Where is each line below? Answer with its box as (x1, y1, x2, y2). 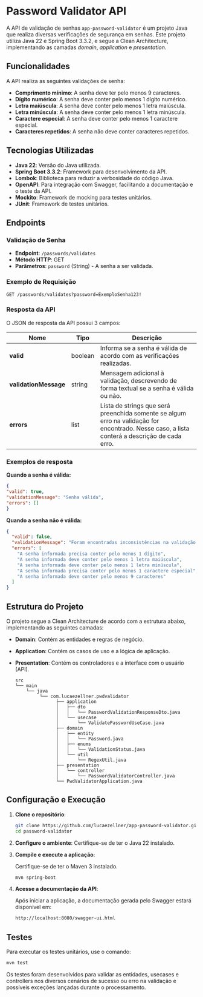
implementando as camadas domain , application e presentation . (6, 44, 167, 51)
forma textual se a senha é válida (100, 384, 194, 392)
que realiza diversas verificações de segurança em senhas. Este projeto (6, 30, 185, 38)
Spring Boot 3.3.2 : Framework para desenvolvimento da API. (14, 168, 167, 175)
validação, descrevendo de (100, 376, 177, 384)
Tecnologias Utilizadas (6, 146, 94, 156)
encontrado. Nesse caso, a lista (100, 424, 190, 432)
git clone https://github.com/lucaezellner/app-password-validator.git (14, 822, 199, 828)
